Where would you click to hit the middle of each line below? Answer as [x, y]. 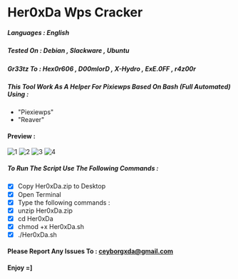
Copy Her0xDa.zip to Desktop [61, 186]
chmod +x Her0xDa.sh [51, 226]
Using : [18, 94]
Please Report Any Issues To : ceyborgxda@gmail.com [90, 251]
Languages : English [38, 32]
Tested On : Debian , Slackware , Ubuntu [68, 51]
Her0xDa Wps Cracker [75, 12]
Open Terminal [40, 194]
